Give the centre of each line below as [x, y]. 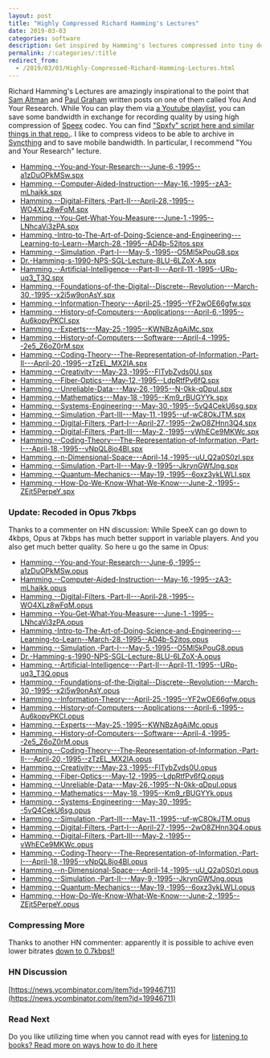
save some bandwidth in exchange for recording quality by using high [124, 117]
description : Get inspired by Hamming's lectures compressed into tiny [131, 46]
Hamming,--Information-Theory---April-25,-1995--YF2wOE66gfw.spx [135, 303]
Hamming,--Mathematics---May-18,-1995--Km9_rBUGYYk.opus [126, 793]
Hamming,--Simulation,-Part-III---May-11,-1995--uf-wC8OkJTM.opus [135, 819]
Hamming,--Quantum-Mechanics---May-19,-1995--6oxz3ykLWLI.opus [137, 887]
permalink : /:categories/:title [62, 53]
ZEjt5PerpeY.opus [50, 904]
